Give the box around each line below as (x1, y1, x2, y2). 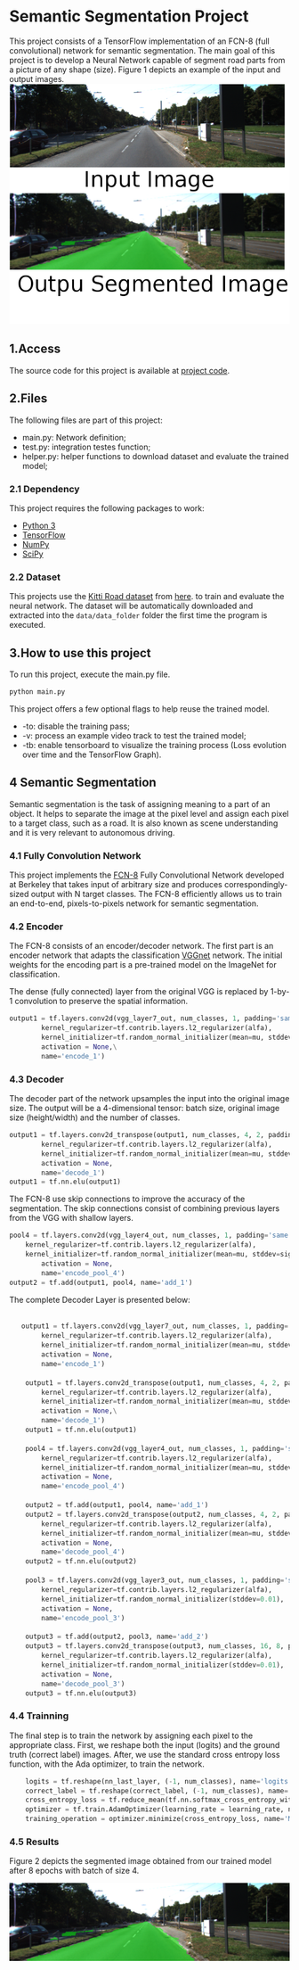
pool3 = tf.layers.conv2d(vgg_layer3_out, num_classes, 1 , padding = (25, 1576, 285, 1585)
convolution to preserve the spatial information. (14, 996, 189, 1007)
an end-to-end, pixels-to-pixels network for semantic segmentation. (9, 898, 260, 909)
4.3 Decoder (9, 1073, 64, 1085)
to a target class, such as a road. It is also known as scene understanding (9, 818, 279, 828)
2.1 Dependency (9, 482, 80, 495)
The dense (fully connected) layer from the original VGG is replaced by (9, 986, 269, 997)
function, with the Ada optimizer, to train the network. (9, 1759, 205, 1769)
